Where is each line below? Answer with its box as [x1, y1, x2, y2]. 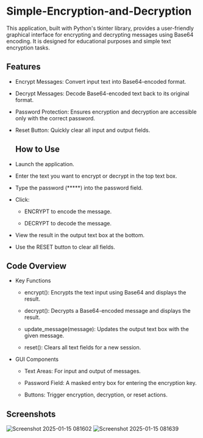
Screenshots [6, 409, 56, 419]
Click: [15, 195, 30, 203]
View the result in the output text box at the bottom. [15, 231, 145, 239]
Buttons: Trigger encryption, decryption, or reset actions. [24, 391, 168, 398]
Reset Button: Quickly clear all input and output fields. [15, 126, 151, 134]
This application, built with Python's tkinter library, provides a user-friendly [6, 24, 194, 32]
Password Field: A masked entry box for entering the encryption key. [24, 379, 197, 387]
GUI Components [15, 356, 59, 363]
